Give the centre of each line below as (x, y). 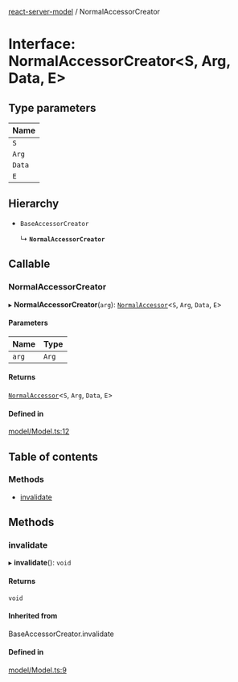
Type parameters (52, 108)
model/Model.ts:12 (39, 431)
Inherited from (33, 616)
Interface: (42, 44)
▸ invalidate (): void (40, 563)
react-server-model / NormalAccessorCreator (84, 12)
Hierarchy (34, 204)
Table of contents (53, 456)
